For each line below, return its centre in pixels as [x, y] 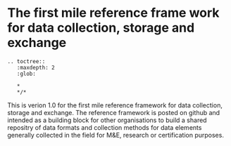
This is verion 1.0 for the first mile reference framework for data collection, [115, 105]
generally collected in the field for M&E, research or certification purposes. [115, 135]
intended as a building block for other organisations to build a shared [107, 120]
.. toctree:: [26, 61]
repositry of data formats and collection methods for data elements [105, 127]
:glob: [26, 74]
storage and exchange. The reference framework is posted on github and [114, 112]
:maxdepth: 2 [36, 67]
